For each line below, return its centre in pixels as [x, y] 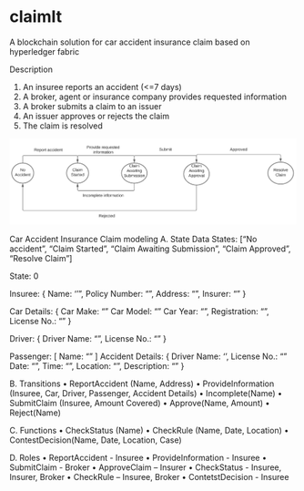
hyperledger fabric [45, 51]
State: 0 [24, 276]
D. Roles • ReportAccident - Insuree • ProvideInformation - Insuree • [138, 458]
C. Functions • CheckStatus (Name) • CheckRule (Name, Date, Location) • [149, 431]
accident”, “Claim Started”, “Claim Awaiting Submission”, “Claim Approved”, [150, 249]
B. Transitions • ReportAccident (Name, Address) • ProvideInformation [142, 384]
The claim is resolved [62, 126]
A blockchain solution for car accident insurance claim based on [130, 42]
